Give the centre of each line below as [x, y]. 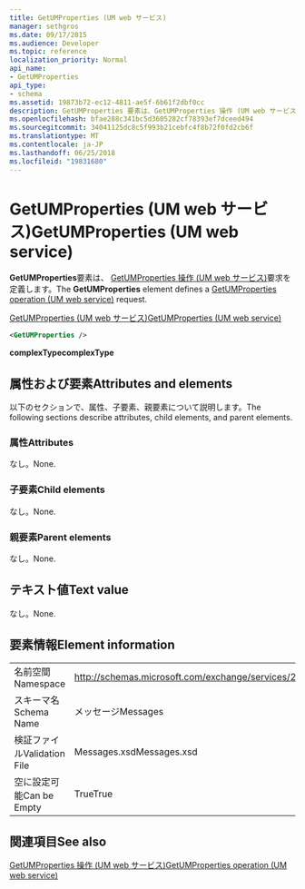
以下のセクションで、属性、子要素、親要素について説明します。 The [135, 407]
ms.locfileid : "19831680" [58, 161]
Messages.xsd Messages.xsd [136, 752]
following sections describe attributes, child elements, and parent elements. [151, 418]
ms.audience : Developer [54, 43]
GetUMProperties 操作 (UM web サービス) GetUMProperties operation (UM [148, 865]
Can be [39, 795]
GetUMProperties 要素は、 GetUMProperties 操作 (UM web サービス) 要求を [150, 278]
